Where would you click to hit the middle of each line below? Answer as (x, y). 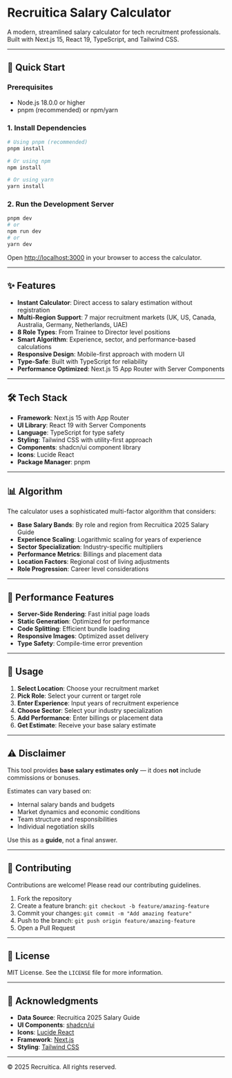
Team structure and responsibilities (67, 819)
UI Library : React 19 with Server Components (81, 425)
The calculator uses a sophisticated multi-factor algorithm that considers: (112, 511)
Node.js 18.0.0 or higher (51, 103)
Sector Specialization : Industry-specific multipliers (90, 547)
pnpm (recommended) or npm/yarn (68, 109)
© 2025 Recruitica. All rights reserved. (62, 1067)
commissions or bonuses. (44, 777)
